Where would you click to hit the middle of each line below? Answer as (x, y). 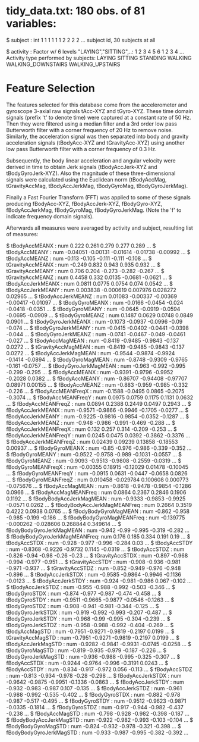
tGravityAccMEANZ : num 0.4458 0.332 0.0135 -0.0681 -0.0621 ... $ (89, 277)
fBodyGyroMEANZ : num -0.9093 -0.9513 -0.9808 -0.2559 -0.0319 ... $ (94, 461)
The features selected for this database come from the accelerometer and (97, 105)
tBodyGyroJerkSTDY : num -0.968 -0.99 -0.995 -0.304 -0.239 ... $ (88, 619)
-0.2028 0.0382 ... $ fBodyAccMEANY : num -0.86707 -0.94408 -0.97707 (97, 378)
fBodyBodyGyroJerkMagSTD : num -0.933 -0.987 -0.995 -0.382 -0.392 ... (97, 732)
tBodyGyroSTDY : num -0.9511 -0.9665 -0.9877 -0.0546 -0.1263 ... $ (90, 600)
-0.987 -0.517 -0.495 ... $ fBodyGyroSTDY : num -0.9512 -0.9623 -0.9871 (96, 701)
